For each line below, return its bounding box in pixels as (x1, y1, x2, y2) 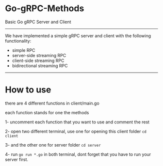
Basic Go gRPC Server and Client (5, 19, 71, 25)
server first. (5, 156, 28, 162)
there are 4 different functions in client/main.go (5, 100, 99, 106)
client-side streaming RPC (12, 58, 65, 63)
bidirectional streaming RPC (12, 62, 68, 68)
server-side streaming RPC (12, 52, 66, 58)
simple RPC (12, 47, 35, 53)
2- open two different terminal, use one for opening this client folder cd (5, 128, 147, 134)
